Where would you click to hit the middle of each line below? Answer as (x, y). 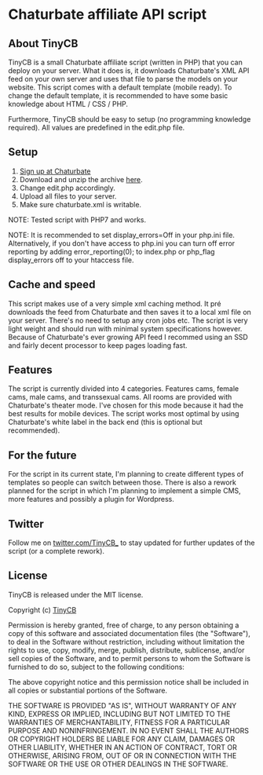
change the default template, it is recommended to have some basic (118, 95)
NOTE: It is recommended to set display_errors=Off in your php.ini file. (122, 235)
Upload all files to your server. (68, 196)
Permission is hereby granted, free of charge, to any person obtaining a (124, 625)
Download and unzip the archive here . (81, 179)
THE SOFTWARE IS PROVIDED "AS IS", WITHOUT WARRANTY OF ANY (122, 705)
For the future (42, 455)
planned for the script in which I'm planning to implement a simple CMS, (124, 491)
